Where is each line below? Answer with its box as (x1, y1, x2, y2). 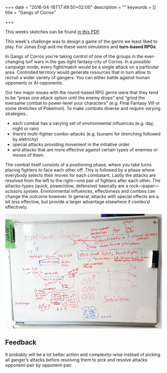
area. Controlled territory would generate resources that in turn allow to (5, 69, 152, 75)
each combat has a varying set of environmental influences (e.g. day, (12, 121, 155, 126)
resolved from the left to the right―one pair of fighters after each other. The (5, 178, 161, 183)
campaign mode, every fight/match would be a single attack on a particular (5, 64, 159, 70)
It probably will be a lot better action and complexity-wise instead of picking (5, 351, 161, 358)
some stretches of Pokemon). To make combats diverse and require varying (5, 106, 161, 111)
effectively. (5, 204, 28, 210)
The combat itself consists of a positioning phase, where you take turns (5, 162, 152, 167)
